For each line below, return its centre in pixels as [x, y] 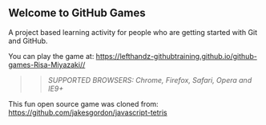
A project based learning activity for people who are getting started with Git [133, 32]
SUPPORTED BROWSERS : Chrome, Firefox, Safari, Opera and [150, 80]
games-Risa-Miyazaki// [47, 64]
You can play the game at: [51, 56]
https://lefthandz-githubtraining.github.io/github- [177, 56]
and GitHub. [28, 41]
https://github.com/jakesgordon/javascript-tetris [88, 112]
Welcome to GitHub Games [77, 13]
